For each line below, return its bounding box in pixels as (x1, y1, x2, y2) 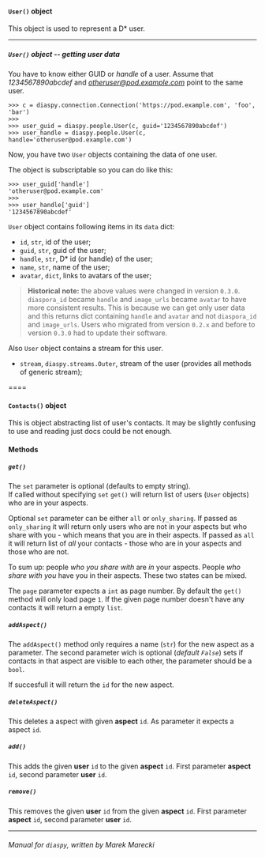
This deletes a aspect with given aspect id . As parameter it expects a (8, 716, 234, 726)
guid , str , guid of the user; (19, 246, 106, 255)
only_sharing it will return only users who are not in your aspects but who (8, 522, 248, 531)
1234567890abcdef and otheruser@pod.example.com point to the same (8, 77, 244, 87)
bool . (8, 664, 25, 674)
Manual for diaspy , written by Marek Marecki (8, 840, 155, 850)
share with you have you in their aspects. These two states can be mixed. (8, 570, 247, 580)
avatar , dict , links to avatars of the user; (19, 271, 152, 281)
